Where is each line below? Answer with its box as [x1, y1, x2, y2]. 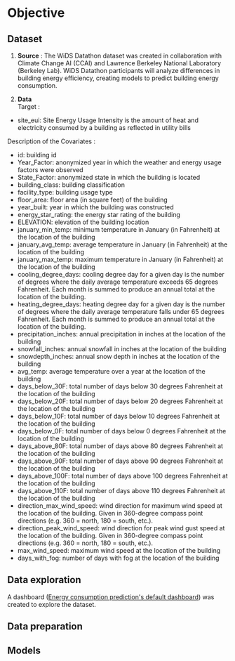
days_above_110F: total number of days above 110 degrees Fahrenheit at [17, 487, 226, 495]
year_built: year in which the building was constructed [17, 203, 174, 211]
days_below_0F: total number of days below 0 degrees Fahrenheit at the [17, 427, 227, 435]
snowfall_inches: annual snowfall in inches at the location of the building [17, 345, 227, 353]
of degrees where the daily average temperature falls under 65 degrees [17, 308, 224, 315]
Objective [7, 5, 65, 21]
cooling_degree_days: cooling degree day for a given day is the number [17, 270, 224, 278]
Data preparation [7, 620, 83, 633]
